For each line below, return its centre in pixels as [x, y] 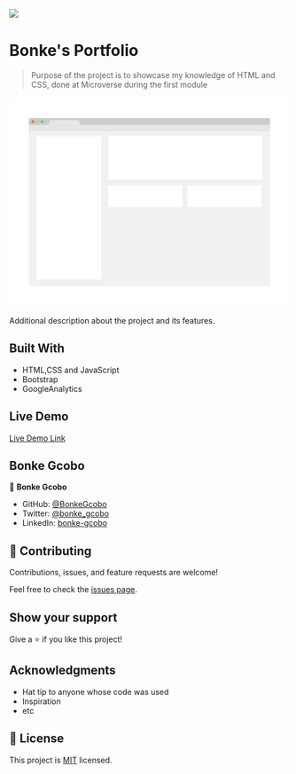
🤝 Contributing [51, 551]
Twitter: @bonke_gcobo [65, 513]
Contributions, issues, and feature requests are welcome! [114, 573]
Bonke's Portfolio [74, 51]
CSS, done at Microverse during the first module [119, 84]
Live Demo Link [38, 438]
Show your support [63, 618]
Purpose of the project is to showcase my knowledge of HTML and [153, 74]
